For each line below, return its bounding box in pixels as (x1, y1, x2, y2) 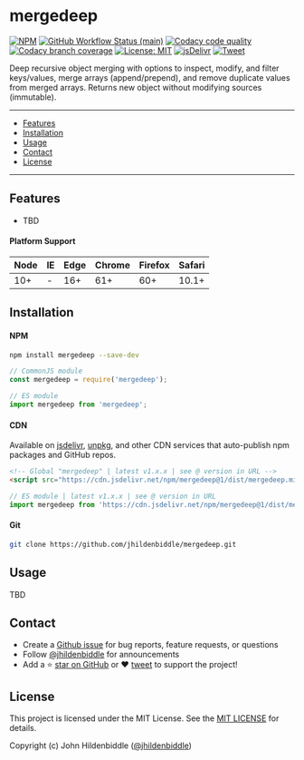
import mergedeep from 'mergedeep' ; (9, 400, 147, 409)
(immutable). (9, 92, 57, 102)
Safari (178, 258, 205, 271)
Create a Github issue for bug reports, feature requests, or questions (22, 639, 279, 650)
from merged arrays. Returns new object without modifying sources (9, 82, 262, 93)
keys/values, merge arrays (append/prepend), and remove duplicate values (9, 72, 291, 83)
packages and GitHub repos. (9, 450, 117, 461)
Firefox (138, 258, 170, 271)
